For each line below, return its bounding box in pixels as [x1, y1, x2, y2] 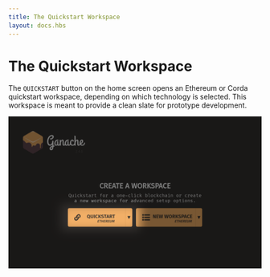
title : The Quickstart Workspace [8, 13, 121, 21]
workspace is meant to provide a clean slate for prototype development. [8, 100, 247, 110]
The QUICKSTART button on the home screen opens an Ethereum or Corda [8, 84, 248, 93]
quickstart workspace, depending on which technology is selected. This [8, 92, 247, 102]
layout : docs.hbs [8, 21, 67, 30]
